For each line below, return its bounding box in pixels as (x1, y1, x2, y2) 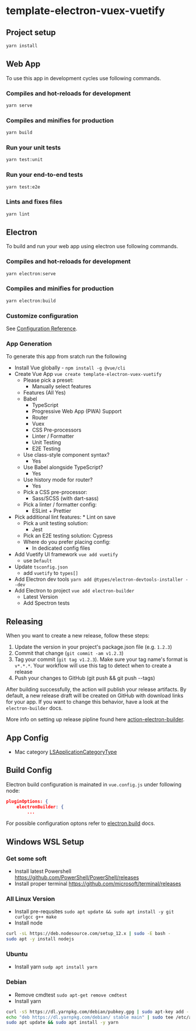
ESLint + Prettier (32, 508, 72, 515)
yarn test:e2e (6, 184, 41, 190)
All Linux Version (6, 895, 55, 903)
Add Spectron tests (23, 600, 70, 607)
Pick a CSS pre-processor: (23, 489, 87, 496)
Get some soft (6, 854, 47, 862)
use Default (23, 557, 52, 564)
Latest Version (23, 593, 58, 601)
